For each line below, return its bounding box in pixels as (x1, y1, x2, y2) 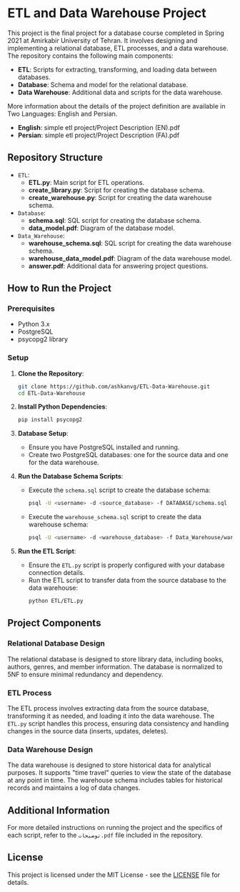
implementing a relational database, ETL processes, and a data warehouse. (7, 44, 229, 52)
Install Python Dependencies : (17, 402, 108, 411)
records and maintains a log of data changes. (7, 783, 141, 792)
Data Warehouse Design (7, 744, 94, 754)
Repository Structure (7, 151, 104, 164)
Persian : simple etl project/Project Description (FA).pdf (17, 131, 180, 139)
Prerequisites (7, 304, 55, 314)
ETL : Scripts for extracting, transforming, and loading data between (17, 65, 217, 74)
